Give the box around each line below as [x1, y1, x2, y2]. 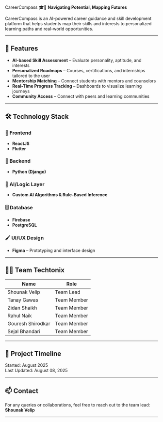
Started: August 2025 [5, 362, 49, 368]
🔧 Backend [5, 157, 31, 164]
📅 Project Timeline [5, 349, 62, 358]
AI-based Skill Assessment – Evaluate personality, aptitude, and [12, 57, 142, 63]
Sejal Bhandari [7, 328, 40, 335]
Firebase [12, 217, 31, 223]
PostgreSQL [12, 222, 37, 228]
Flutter [12, 145, 26, 152]
